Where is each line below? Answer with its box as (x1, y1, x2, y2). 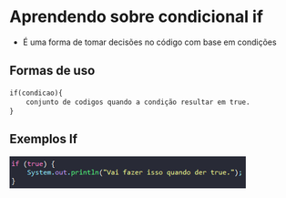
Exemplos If (9, 131, 77, 147)
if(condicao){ (9, 89, 64, 98)
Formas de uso (9, 63, 96, 78)
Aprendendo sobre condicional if (9, 6, 264, 27)
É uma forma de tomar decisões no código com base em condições (22, 36, 277, 47)
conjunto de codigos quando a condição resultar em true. (26, 98, 250, 107)
